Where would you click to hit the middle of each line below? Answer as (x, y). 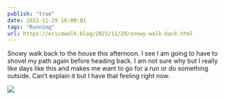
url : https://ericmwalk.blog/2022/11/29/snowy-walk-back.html (100, 33)
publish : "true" (31, 14)
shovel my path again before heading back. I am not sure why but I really (112, 61)
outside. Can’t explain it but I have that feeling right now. (89, 76)
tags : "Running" (31, 27)
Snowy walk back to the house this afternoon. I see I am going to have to (112, 54)
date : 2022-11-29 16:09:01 (47, 20)
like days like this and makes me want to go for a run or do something (108, 68)
